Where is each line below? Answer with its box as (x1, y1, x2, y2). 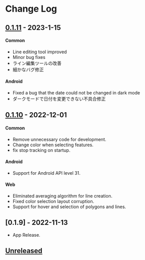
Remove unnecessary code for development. (12, 136, 107, 142)
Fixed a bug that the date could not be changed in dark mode (12, 89, 140, 95)
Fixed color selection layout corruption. (12, 198, 94, 204)
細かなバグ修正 (12, 67, 44, 73)
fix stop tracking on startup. (12, 147, 71, 153)
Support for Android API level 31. (12, 170, 81, 176)
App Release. (12, 232, 40, 238)
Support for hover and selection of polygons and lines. (12, 204, 126, 210)
